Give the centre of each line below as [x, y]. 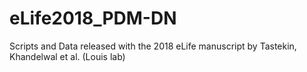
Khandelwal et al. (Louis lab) [67, 56]
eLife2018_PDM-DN [93, 18]
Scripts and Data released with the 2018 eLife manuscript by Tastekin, [153, 46]
